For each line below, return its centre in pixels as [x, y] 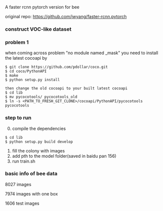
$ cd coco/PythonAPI [26, 71]
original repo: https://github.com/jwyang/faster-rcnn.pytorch [66, 16]
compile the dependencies [39, 128]
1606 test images [22, 203]
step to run [18, 118]
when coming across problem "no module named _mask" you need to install [82, 53]
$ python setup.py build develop [39, 142]
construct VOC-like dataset [38, 29]
